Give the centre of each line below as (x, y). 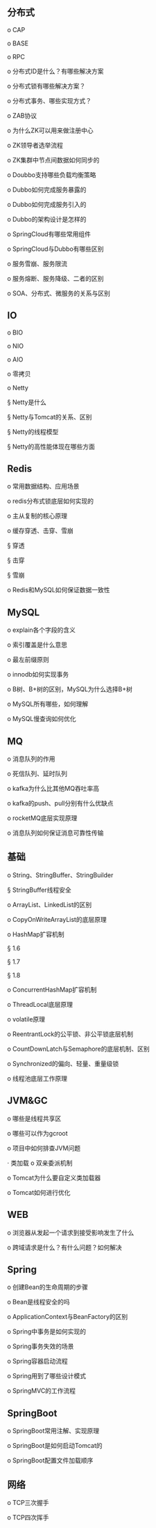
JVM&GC (27, 1101)
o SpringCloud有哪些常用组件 (49, 234)
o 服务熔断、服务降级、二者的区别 (55, 278)
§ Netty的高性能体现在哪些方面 (51, 446)
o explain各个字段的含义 (42, 630)
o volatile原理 (26, 1019)
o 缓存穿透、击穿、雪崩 (41, 531)
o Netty (18, 387)
